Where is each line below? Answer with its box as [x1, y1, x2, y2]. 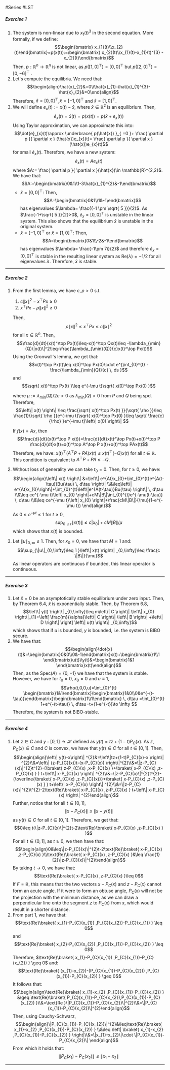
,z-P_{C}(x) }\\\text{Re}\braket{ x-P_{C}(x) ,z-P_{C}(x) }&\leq [17, 852, 143, 858]
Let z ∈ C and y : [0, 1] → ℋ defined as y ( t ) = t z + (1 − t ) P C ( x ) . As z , [12, 738, 154, 746]
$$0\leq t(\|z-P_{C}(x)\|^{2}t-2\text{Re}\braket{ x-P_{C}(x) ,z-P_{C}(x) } [14, 825, 163, 831]
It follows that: [12, 981, 42, 987]
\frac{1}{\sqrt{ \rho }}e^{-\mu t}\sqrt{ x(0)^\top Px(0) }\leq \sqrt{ [13, 413, 147, 419]
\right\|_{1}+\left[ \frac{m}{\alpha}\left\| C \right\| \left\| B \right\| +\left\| [14, 614, 163, 620]
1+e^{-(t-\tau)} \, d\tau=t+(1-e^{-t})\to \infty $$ [40, 701, 138, 707]
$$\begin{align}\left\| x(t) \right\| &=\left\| [13, 475, 100, 482]
